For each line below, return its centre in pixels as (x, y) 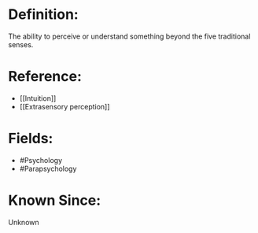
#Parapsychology (48, 168)
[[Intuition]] (38, 98)
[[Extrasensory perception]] (64, 106)
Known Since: (55, 200)
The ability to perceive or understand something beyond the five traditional (129, 36)
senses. (21, 44)
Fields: (31, 139)
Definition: (43, 15)
